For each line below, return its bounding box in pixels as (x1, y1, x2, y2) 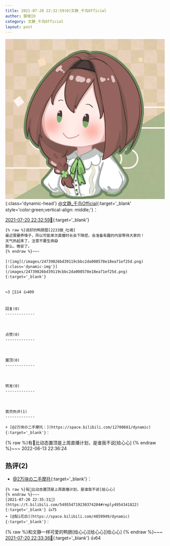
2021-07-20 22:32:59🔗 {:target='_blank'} (5, 217, 90, 223)
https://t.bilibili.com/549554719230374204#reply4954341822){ (5, 502, 139, 507)
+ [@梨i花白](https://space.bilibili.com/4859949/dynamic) (5, 514, 130, 519)
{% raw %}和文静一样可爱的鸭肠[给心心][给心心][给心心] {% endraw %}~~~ (5, 529, 163, 535)
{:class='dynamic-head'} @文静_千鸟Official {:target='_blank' (5, 201, 132, 207)
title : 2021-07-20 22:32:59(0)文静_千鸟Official (5, 8, 107, 13)
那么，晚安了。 (5, 244, 32, 249)
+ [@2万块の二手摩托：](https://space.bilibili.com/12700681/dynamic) (5, 425, 151, 430)
